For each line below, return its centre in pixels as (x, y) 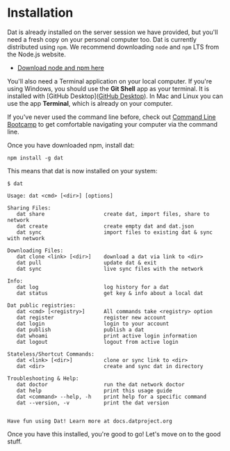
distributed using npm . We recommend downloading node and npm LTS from (113, 47)
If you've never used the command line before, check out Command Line (112, 117)
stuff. (15, 441)
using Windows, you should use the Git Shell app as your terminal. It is (108, 88)
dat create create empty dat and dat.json (105, 226)
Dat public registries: (42, 305)
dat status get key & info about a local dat (110, 293)
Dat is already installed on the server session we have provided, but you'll (113, 32)
